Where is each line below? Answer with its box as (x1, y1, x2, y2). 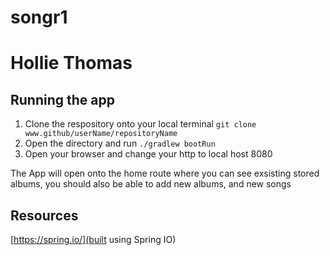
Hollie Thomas (10, 52, 133, 75)
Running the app (10, 91, 115, 108)
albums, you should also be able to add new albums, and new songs (10, 178, 292, 190)
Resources (10, 207, 79, 224)
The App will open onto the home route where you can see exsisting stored (10, 167, 320, 180)
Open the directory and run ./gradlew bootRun (24, 137, 216, 150)
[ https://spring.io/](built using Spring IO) (10, 234, 177, 245)
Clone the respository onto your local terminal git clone (24, 118, 257, 130)
